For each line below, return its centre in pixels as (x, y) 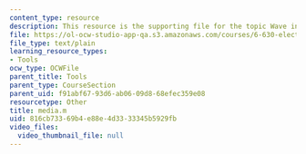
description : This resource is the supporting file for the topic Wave (148, 26)
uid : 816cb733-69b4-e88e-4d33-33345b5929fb (93, 119)
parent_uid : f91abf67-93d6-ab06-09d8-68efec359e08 (107, 93)
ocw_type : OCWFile (44, 69)
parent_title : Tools (49, 77)
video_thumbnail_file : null (71, 136)
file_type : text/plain (52, 43)
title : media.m (38, 111)
